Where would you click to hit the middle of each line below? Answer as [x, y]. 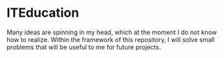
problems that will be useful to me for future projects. [84, 47]
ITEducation [43, 13]
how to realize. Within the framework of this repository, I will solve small [111, 39]
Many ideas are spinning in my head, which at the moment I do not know [112, 32]
